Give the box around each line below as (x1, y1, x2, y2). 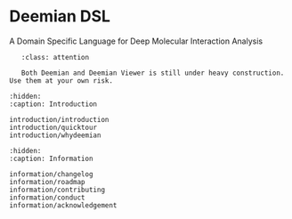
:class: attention (20, 53, 90, 61)
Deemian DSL (9, 6, 111, 27)
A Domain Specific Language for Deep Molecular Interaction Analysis (9, 36, 264, 46)
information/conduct (9, 193, 86, 202)
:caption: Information (9, 154, 93, 163)
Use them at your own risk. (9, 76, 114, 85)
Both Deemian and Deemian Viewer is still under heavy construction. (20, 69, 285, 77)
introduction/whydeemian (9, 131, 101, 140)
